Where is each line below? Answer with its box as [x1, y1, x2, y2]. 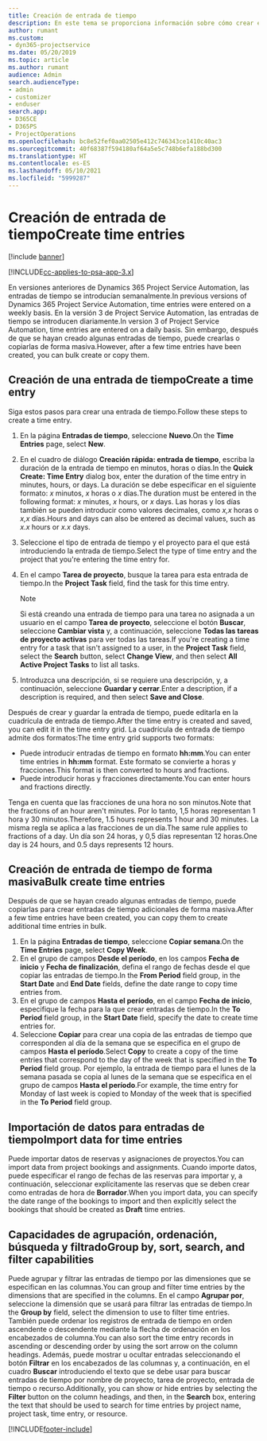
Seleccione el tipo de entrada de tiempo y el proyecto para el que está [19, 538, 250, 547]
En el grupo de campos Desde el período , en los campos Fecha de [19, 954, 240, 963]
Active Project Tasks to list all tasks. [19, 659, 140, 669]
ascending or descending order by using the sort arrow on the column [8, 1342, 238, 1351]
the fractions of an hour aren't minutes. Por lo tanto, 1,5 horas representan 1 [8, 806, 256, 815]
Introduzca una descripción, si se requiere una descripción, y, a [19, 675, 228, 685]
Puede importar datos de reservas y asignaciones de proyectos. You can [8, 1154, 245, 1163]
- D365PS [8, 122, 37, 130]
